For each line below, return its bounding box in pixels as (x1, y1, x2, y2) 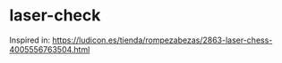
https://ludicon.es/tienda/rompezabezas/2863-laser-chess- (52, 35, 273, 45)
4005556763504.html (9, 43, 90, 54)
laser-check (9, 5, 101, 26)
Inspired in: (9, 35, 51, 45)
